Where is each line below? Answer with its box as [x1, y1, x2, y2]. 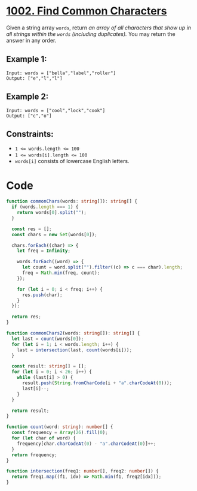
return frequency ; [11, 451, 58, 458]
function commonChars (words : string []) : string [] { [6, 198, 137, 204]
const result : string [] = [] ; [11, 363, 87, 369]
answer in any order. [6, 37, 57, 44]
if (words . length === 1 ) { [11, 204, 79, 210]
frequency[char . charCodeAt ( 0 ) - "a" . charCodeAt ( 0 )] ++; [17, 441, 156, 447]
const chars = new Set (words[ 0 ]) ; [11, 231, 97, 237]
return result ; [11, 408, 50, 414]
